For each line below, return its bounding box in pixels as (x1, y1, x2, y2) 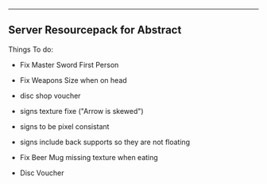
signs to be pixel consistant (19, 121, 110, 131)
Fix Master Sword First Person (19, 60, 119, 69)
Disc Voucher (19, 168, 64, 178)
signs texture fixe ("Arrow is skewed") (19, 106, 145, 115)
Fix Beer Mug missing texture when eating (19, 152, 159, 162)
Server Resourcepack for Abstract (8, 23, 182, 37)
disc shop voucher (19, 91, 81, 100)
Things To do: (8, 45, 54, 54)
